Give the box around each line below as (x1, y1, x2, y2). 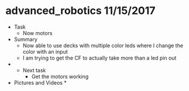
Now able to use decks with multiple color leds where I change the (22, 42, 184, 49)
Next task (22, 66, 46, 73)
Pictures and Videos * (13, 79, 67, 86)
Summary (13, 36, 37, 43)
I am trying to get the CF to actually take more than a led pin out (22, 54, 177, 61)
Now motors (22, 29, 53, 36)
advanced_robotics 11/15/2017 (5, 4, 156, 17)
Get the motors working (31, 73, 89, 80)
